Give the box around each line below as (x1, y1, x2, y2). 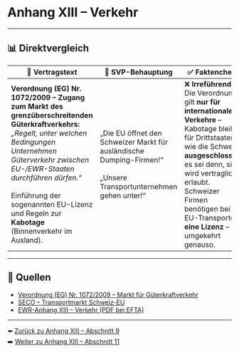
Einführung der (11, 190, 61, 200)
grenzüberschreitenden (11, 110, 94, 120)
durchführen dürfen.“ (11, 173, 82, 183)
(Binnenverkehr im (11, 226, 73, 236)
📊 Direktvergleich (7, 42, 90, 54)
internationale (184, 106, 233, 116)
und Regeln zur (11, 208, 62, 218)
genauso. (184, 240, 216, 250)
